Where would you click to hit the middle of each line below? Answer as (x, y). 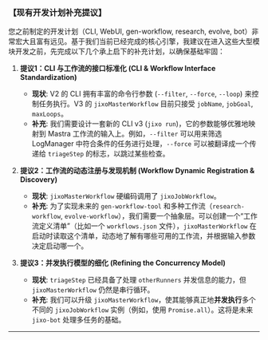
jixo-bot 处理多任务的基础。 (79, 320)
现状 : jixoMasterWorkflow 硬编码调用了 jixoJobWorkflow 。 (126, 196)
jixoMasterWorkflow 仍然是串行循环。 (93, 290)
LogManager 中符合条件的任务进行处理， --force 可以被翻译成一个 (140, 144)
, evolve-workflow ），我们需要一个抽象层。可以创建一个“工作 (159, 216)
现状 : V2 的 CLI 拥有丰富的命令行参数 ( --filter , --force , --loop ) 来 (142, 94)
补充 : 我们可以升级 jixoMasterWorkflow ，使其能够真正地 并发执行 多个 (144, 300)
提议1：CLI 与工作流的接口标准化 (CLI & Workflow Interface (118, 69)
